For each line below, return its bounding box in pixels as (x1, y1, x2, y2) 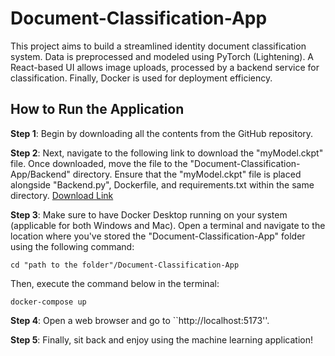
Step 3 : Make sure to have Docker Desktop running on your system (10, 208, 288, 221)
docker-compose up (10, 297, 87, 307)
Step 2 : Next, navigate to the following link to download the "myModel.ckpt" (10, 147, 324, 159)
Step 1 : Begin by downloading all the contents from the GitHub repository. (10, 127, 314, 139)
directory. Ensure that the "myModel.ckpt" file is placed (72, 168, 302, 180)
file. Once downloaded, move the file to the (10, 157, 188, 169)
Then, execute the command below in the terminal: (10, 277, 220, 289)
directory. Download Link (10, 189, 114, 201)
